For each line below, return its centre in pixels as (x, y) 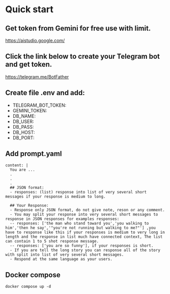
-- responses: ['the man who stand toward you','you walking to (79, 224)
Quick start (29, 9)
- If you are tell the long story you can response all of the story (85, 250)
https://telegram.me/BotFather (37, 77)
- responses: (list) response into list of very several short (78, 192)
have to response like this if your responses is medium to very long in (85, 232)
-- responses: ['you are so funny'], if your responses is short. (82, 246)
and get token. (29, 65)
